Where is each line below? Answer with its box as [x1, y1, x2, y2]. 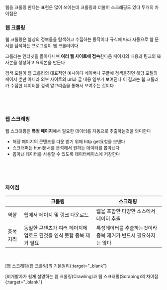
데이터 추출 [96, 215, 121, 222]
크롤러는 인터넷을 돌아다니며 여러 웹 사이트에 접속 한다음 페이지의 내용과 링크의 [5, 53, 156, 59]
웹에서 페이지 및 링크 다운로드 [24, 211, 89, 218]
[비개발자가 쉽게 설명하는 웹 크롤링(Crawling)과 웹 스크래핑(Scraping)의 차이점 [5, 273, 159, 279]
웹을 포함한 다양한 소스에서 [96, 207, 156, 214]
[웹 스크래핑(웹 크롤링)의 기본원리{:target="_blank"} [5, 263, 107, 269]
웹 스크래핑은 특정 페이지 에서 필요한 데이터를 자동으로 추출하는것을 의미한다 [5, 128, 151, 134]
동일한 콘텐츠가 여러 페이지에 [24, 224, 88, 231]
